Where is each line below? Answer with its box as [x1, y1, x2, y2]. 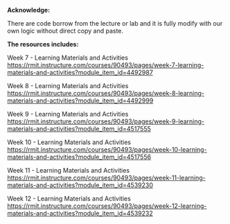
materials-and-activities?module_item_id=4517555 [7, 125, 151, 132]
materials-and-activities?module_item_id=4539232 [7, 209, 154, 217]
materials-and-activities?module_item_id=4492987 [7, 69, 154, 76]
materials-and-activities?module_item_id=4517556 [7, 153, 151, 161]
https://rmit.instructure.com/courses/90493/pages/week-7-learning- [7, 61, 204, 69]
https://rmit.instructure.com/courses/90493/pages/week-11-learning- [7, 173, 206, 182]
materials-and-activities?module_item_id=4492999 [7, 96, 154, 105]
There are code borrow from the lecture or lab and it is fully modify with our [7, 19, 223, 27]
